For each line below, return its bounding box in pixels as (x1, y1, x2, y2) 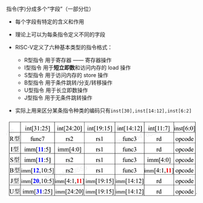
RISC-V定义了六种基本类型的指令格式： (14, 44, 113, 51)
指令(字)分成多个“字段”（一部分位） (6, 5, 95, 12)
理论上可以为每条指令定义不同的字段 (14, 31, 106, 38)
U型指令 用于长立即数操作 (24, 87, 88, 93)
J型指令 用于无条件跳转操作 (24, 94, 92, 101)
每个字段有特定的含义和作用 (14, 18, 85, 25)
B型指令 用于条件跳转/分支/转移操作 (24, 79, 113, 86)
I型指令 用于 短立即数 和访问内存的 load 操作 (24, 64, 131, 71)
